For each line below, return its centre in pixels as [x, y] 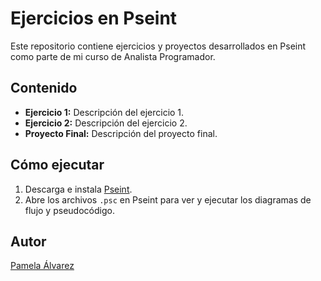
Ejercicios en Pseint [94, 18]
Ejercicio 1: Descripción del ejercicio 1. [104, 112]
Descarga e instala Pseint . [78, 189]
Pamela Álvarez [42, 266]
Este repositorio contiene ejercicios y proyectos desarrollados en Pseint [158, 46]
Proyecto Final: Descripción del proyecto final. [121, 133]
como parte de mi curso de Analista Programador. [113, 56]
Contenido [44, 88]
